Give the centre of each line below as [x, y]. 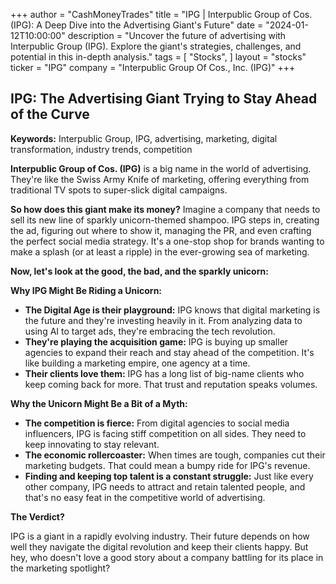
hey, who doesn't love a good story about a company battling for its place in [167, 557]
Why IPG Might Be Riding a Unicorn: [86, 290]
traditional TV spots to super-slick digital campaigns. [119, 190]
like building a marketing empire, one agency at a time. [137, 363]
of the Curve [50, 114]
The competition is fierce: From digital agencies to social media [157, 423]
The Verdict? [37, 516]
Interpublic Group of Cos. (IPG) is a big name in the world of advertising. [161, 168]
